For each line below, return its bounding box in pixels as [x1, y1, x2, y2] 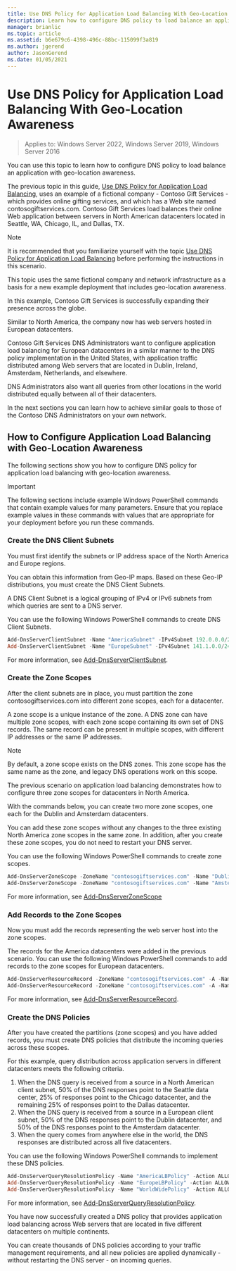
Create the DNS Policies [7, 1012, 91, 1022]
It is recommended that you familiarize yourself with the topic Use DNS [7, 246, 213, 255]
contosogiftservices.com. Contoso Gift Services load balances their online [7, 204, 223, 213]
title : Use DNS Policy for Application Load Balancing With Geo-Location [7, 10, 228, 18]
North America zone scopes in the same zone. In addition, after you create [7, 830, 223, 839]
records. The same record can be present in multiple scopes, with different [7, 725, 224, 733]
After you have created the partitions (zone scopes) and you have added [7, 1028, 218, 1037]
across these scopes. [7, 1043, 70, 1051]
